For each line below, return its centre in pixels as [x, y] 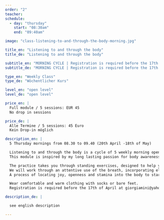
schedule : [15, 19]
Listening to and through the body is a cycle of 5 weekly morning [80, 152]
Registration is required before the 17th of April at [66, 188]
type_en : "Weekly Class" [30, 77]
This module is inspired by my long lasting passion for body [74, 157]
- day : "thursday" [28, 23]
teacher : [14, 14]
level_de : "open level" [29, 95]
